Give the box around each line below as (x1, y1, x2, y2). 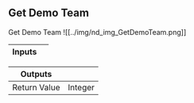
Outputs (20, 68, 52, 79)
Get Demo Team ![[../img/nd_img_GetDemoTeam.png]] (8, 27, 187, 36)
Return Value (12, 82, 60, 93)
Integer (67, 82, 95, 93)
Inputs (12, 46, 37, 57)
